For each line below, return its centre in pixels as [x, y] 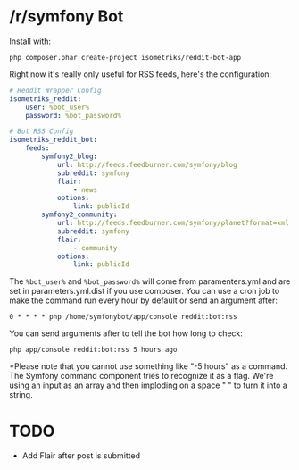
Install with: [30, 41]
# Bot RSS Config [42, 131]
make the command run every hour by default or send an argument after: [144, 300]
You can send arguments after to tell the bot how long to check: [126, 333]
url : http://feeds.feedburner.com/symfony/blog [147, 164]
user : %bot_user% [58, 107]
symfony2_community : [79, 215]
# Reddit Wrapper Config [55, 90]
